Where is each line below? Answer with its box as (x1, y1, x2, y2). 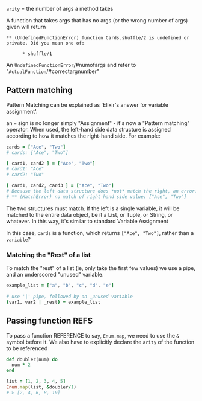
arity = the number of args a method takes (6, 5, 114, 12)
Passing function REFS (6, 316, 93, 326)
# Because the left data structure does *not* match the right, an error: (6, 188, 198, 194)
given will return (6, 24, 46, 30)
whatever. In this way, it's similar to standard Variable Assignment (6, 217, 168, 225)
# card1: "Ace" (6, 166, 44, 172)
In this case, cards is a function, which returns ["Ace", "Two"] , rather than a (6, 229, 194, 236)
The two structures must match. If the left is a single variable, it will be (6, 205, 180, 212)
